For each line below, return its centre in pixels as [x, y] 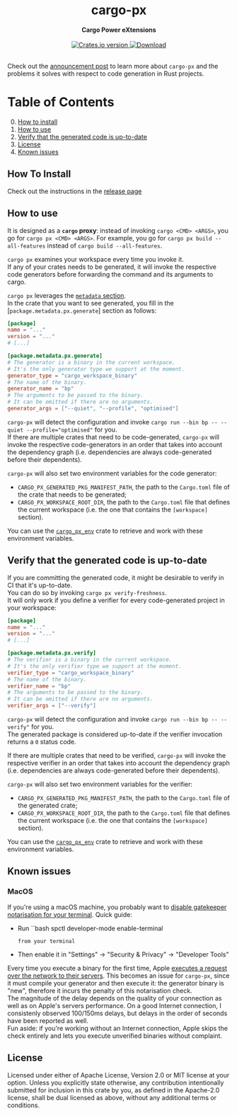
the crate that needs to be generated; [72, 495]
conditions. [24, 1105]
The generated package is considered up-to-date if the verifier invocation [115, 734]
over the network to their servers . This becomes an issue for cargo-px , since [118, 976]
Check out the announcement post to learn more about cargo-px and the [113, 66]
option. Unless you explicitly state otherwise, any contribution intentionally [116, 1082]
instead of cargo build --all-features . [105, 245]
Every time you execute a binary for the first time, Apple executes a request [117, 968]
